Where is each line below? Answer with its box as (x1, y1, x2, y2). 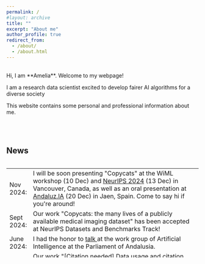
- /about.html (12, 49, 48, 55)
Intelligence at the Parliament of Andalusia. (32, 242, 156, 251)
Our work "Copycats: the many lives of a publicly (32, 209, 173, 218)
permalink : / (6, 9, 40, 15)
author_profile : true (6, 32, 62, 38)
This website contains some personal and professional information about (6, 102, 190, 109)
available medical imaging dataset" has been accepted (32, 217, 190, 226)
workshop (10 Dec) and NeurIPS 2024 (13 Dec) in (32, 176, 179, 185)
